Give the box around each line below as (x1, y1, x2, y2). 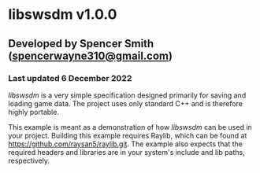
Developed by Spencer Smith (8, 37, 154, 50)
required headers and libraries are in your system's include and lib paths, (8, 147, 246, 156)
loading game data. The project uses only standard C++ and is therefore (8, 98, 243, 108)
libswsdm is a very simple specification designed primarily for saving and (8, 90, 247, 100)
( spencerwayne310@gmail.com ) (8, 49, 173, 62)
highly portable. (8, 107, 59, 116)
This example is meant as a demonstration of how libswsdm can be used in (8, 122, 252, 131)
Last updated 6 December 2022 (8, 72, 132, 83)
